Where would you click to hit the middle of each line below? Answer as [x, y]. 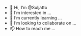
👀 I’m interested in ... [30, 13]
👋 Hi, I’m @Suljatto [28, 8]
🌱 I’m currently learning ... [36, 18]
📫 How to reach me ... [32, 28]
